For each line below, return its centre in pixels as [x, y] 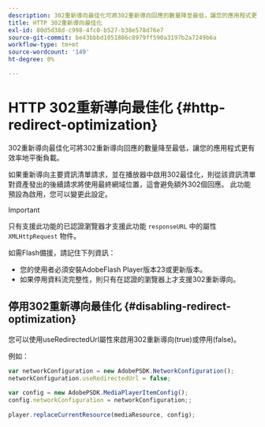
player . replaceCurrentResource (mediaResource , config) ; [102, 414]
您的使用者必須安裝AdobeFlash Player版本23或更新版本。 [113, 269]
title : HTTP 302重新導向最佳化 [55, 23]
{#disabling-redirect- [177, 307]
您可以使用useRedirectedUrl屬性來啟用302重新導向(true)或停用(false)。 [124, 339]
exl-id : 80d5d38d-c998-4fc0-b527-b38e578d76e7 [86, 30]
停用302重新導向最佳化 [65, 307]
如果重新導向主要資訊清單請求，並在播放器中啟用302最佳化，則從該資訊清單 [132, 174]
